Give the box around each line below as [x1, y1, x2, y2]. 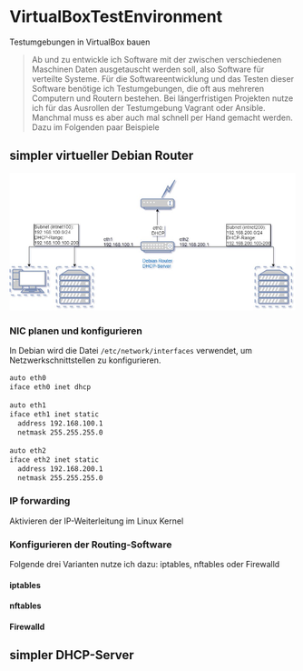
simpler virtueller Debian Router [9, 148, 194, 164]
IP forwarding [9, 495, 71, 507]
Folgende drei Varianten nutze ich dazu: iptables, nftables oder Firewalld [9, 559, 280, 569]
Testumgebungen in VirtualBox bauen [9, 36, 151, 47]
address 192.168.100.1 [17, 419, 103, 428]
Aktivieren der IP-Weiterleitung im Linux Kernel [9, 516, 184, 526]
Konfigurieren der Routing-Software [9, 538, 172, 551]
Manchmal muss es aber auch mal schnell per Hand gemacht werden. [31, 112, 293, 123]
